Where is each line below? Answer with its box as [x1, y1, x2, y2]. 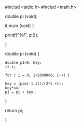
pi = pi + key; [5, 90, 36, 95]
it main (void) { [5, 23, 34, 28]
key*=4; [5, 85, 21, 90]
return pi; [5, 108, 23, 113]
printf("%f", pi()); [5, 32, 39, 38]
